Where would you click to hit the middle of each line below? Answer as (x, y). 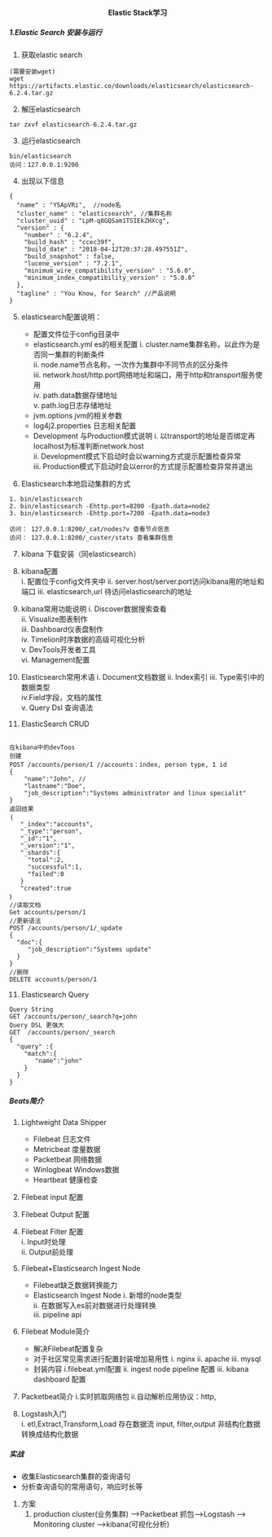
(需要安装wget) (33, 72)
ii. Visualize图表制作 (54, 619)
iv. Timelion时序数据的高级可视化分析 (83, 639)
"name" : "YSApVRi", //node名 (69, 205)
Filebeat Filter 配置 (52, 1231)
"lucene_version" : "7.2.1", (73, 263)
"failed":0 (46, 874)
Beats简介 (26, 1101)
